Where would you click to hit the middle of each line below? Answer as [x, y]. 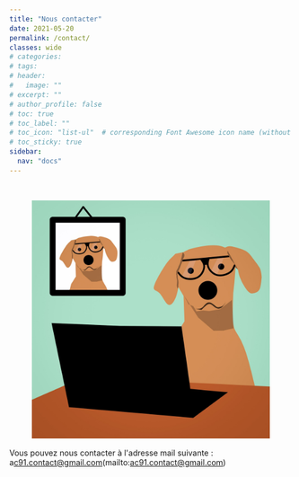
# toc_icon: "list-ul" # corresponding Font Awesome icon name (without [150, 133]
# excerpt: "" [36, 94]
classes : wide [36, 48]
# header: [28, 76]
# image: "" [36, 85]
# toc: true [31, 114]
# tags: [24, 66]
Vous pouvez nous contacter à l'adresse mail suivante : [111, 453]
